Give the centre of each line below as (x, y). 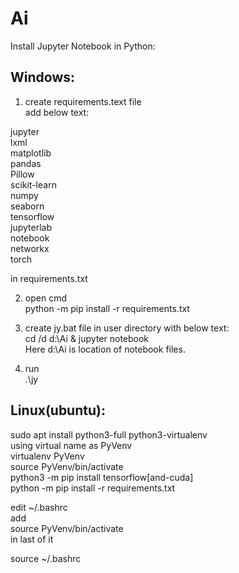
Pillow (22, 174)
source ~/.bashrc (46, 558)
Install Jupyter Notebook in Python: (83, 46)
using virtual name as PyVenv (71, 445)
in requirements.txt (49, 278)
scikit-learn (33, 184)
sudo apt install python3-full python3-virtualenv (109, 434)
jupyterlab (31, 227)
